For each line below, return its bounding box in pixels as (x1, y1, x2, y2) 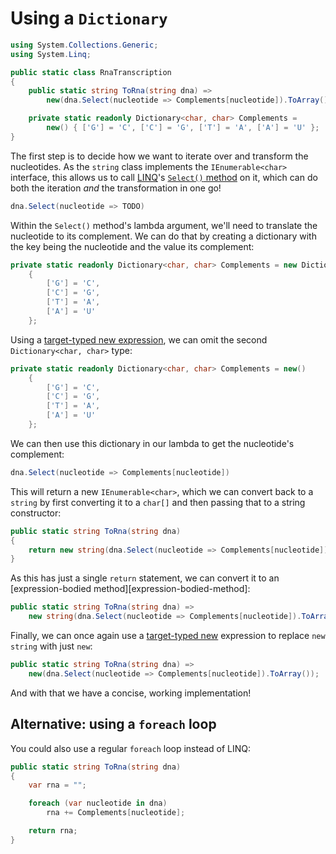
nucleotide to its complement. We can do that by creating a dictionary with (10, 230, 317, 242)
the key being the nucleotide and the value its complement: (10, 240, 255, 252)
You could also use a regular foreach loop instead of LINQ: (10, 742, 252, 754)
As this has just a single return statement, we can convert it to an (10, 572, 280, 584)
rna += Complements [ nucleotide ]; (46, 808, 186, 818)
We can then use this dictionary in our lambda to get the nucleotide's (10, 437, 295, 449)
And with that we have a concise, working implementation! (10, 687, 252, 699)
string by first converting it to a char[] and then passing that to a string (10, 496, 306, 508)
